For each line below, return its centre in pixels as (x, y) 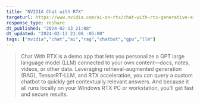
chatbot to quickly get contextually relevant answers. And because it (105, 82)
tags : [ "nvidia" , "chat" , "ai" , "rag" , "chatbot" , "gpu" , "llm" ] (81, 39)
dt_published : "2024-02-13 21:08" (49, 28)
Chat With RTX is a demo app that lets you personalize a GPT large (103, 56)
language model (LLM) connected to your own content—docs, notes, (105, 63)
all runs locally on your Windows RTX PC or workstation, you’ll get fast (107, 88)
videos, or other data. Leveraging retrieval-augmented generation (101, 69)
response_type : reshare (36, 23)
